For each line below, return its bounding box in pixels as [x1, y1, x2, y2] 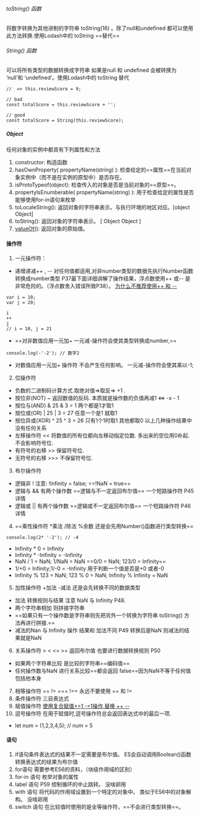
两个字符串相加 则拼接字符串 [14, 604, 85, 611]
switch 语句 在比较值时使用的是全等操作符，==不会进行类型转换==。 [14, 803, 184, 810]
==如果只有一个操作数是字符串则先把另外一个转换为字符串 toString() [14, 612, 183, 619]
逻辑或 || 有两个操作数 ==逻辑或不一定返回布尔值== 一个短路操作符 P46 [14, 502, 191, 509]
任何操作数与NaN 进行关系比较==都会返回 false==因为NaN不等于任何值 [14, 667, 191, 674]
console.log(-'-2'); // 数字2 [6, 350, 79, 356]
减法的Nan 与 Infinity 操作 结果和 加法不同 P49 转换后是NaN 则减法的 [14, 627, 184, 634]
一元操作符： [14, 254, 47, 261]
